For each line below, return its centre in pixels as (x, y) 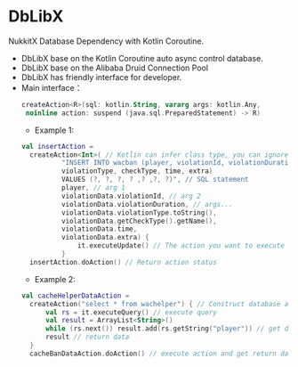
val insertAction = (57, 146)
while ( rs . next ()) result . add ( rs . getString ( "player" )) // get (163, 329)
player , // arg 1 (93, 188)
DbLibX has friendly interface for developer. (101, 77)
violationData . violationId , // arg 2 (131, 196)
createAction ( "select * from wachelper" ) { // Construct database (155, 304)
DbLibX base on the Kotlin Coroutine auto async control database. (142, 58)
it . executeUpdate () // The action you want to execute (181, 246)
